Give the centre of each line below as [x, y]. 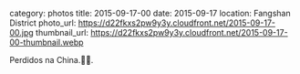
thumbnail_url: [62, 32]
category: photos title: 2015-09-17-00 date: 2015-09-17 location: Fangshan [150, 13]
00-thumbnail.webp [47, 42]
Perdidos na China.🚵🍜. [52, 60]
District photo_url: [43, 23]
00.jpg [21, 32]
